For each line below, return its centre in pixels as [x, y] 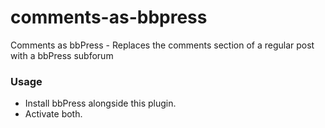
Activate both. [53, 114]
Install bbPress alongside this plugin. [100, 103]
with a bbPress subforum [62, 55]
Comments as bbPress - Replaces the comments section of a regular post [162, 45]
